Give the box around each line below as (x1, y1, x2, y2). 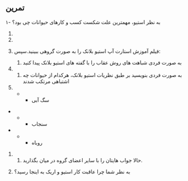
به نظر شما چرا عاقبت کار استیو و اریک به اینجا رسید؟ (13, 168, 131, 175)
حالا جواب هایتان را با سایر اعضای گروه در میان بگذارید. (22, 156, 143, 163)
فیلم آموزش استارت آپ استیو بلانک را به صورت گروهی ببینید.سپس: (13, 48, 160, 55)
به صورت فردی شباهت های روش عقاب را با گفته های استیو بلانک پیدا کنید (22, 59, 182, 66)
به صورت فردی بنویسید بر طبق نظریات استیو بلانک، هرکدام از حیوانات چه (22, 71, 182, 78)
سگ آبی (31, 96, 50, 103)
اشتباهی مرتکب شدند (22, 78, 70, 85)
